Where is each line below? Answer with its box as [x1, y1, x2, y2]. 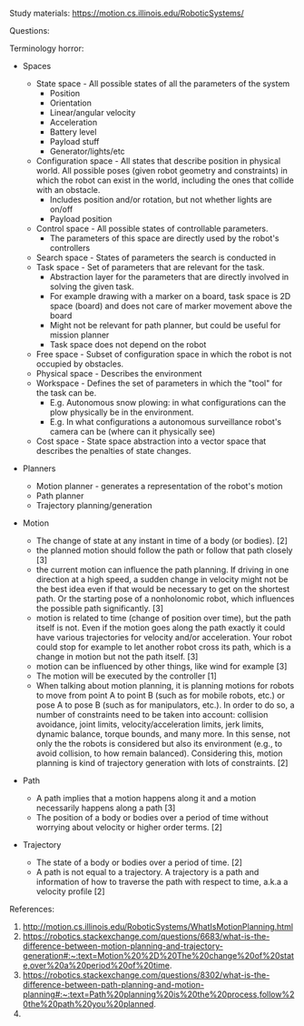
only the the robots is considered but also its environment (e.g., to [35, 739, 283, 749]
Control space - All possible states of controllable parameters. [35, 223, 269, 234]
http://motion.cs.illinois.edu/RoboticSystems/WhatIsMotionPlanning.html [22, 921, 293, 931]
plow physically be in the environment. [49, 407, 194, 417]
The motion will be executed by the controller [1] [35, 670, 218, 681]
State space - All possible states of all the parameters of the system [35, 78, 290, 89]
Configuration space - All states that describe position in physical [35, 156, 281, 166]
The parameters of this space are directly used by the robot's [49, 233, 279, 244]
